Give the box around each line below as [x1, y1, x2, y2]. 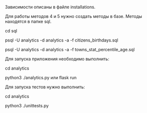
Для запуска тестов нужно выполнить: [5, 84, 85, 90]
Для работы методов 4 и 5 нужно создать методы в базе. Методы [5, 14, 143, 19]
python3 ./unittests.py [5, 103, 49, 108]
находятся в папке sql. [5, 19, 52, 24]
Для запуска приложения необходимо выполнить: [5, 56, 110, 62]
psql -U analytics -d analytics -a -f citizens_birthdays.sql [5, 37, 118, 43]
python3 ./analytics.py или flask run [5, 75, 77, 80]
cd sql [5, 28, 17, 33]
